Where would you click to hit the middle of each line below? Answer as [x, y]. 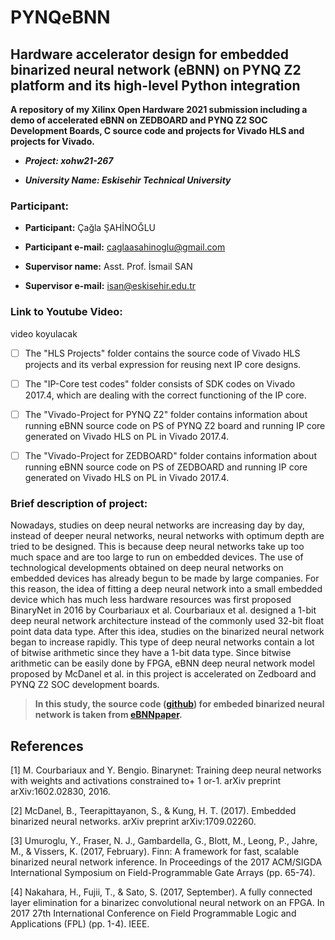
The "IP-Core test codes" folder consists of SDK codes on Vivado [160, 383]
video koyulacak [44, 333]
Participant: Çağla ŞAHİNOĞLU [90, 228]
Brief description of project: [79, 503]
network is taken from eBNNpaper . [108, 715]
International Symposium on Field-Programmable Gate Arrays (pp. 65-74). [163, 872]
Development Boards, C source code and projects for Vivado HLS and [157, 130]
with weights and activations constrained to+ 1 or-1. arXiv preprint [145, 780]
